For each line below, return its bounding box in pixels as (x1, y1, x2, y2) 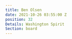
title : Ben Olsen (5, 7, 42, 13)
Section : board (5, 26, 38, 31)
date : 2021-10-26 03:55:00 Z (5, 12, 67, 17)
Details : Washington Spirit (5, 21, 65, 27)
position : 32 (5, 17, 33, 22)
